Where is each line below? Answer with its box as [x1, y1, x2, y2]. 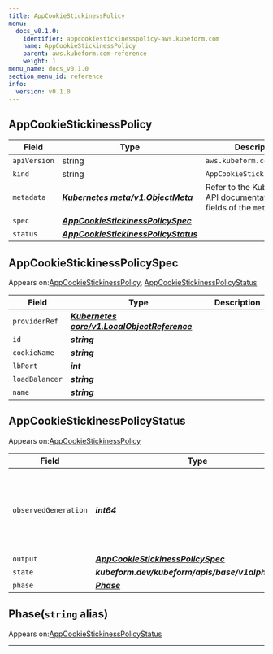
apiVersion [12, 156, 54, 166]
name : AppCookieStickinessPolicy [23, 42, 136, 50]
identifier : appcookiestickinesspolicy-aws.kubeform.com [23, 34, 220, 43]
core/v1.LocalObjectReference [70, 321, 193, 331]
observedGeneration [12, 505, 88, 514]
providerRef [12, 317, 59, 326]
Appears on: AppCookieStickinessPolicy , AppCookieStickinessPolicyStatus [8, 278, 258, 287]
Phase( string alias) [8, 607, 108, 622]
